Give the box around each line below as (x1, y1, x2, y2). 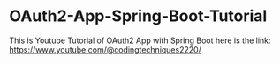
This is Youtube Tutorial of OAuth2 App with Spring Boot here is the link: (9, 35, 271, 46)
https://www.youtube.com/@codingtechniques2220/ (9, 44, 201, 54)
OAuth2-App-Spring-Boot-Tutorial (9, 6, 268, 26)
